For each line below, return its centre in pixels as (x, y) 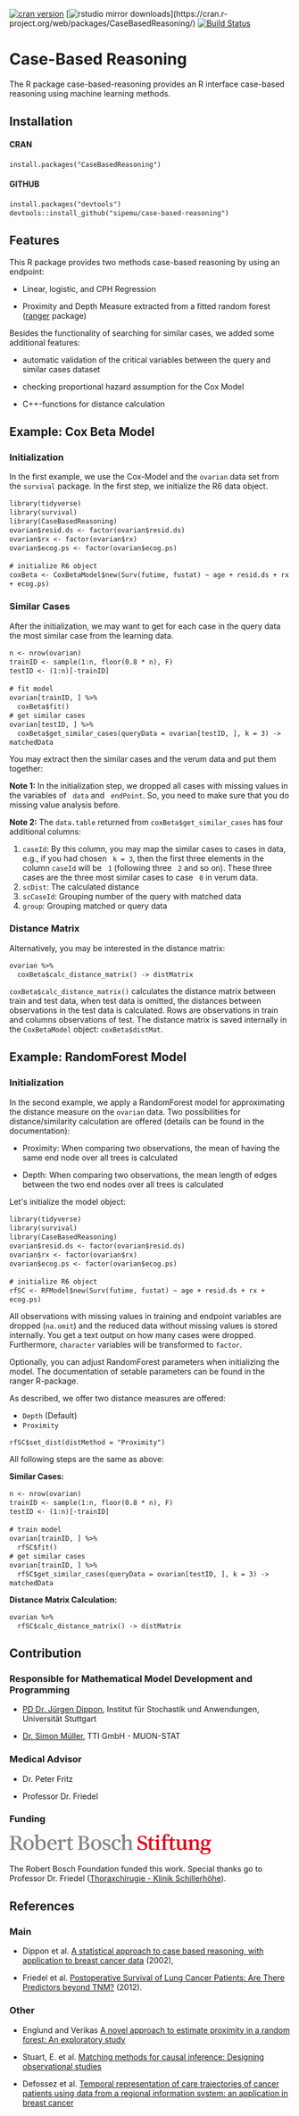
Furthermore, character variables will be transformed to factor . (126, 1344)
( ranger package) (54, 315)
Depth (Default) (50, 1415)
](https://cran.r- (199, 14)
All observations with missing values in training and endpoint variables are (145, 1316)
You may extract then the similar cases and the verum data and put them (143, 758)
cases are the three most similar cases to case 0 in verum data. (140, 877)
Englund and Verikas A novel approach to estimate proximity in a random (156, 2030)
